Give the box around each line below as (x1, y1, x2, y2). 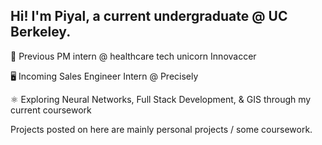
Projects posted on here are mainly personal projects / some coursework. (10, 123, 313, 135)
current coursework (10, 104, 92, 116)
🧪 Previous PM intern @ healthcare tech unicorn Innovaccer (10, 50, 257, 62)
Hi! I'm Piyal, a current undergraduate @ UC (10, 8, 288, 25)
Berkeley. (10, 24, 72, 41)
